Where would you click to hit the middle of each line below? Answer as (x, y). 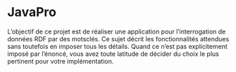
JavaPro (32, 12)
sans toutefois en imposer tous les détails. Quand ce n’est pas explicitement (117, 46)
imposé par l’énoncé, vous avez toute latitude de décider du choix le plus (113, 54)
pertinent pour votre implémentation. (61, 61)
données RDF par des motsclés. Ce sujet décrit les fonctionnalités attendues (118, 38)
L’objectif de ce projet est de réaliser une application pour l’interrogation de (117, 31)
